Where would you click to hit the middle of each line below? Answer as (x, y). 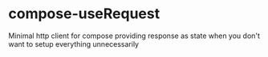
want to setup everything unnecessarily (73, 44)
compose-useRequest (84, 14)
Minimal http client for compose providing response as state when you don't (134, 36)
